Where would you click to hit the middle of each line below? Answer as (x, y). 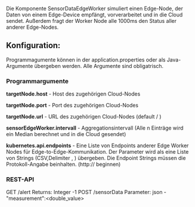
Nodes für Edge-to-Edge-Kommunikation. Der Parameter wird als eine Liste (97, 152)
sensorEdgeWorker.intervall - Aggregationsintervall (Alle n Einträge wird (95, 128)
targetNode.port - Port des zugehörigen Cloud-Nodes (72, 106)
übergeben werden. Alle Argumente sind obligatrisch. (99, 66)
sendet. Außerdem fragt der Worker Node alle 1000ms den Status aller (91, 21)
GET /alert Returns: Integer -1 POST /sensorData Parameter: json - (86, 192)
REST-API (20, 179)
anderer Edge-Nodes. (32, 27)
